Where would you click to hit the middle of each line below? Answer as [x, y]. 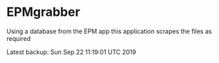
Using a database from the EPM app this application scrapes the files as [109, 31]
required [19, 38]
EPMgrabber [43, 12]
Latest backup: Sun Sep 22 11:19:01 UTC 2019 [71, 52]
